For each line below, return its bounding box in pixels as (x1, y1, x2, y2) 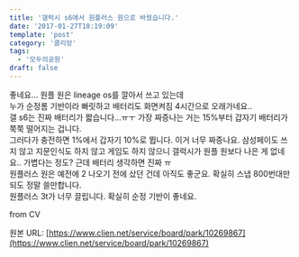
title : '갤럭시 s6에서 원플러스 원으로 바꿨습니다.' (9, 13, 179, 23)
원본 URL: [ (9, 227, 50, 238)
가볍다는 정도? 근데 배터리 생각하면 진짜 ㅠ (23, 157, 172, 168)
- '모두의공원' (17, 55, 65, 64)
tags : (9, 47, 30, 56)
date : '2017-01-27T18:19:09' (9, 22, 119, 31)
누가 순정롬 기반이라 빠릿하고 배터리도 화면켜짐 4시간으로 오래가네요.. (9, 100, 253, 111)
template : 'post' (9, 30, 75, 39)
